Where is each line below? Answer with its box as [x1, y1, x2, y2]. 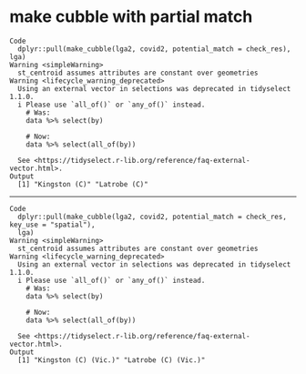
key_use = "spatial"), [9, 220, 96, 229]
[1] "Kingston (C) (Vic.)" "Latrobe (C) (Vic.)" [17, 355, 206, 365]
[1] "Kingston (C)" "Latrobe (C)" [17, 179, 148, 188]
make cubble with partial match [9, 6, 253, 27]
